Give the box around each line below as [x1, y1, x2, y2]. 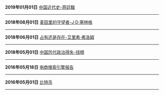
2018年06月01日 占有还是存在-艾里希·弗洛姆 [5, 34, 94, 40]
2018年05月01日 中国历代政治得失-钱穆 [5, 49, 84, 55]
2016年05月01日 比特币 [5, 79, 53, 85]
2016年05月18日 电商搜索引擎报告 [5, 64, 74, 70]
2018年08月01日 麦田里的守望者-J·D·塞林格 [5, 19, 93, 25]
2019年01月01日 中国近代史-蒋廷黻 [5, 4, 75, 10]
